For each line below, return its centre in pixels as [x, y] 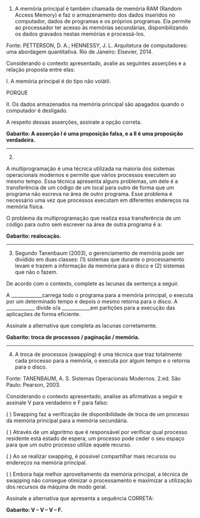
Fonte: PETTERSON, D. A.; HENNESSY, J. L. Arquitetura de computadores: [97, 45]
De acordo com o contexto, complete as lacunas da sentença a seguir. [93, 283]
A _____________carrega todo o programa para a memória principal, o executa [100, 295]
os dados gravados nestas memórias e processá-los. [80, 34]
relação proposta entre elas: [41, 70]
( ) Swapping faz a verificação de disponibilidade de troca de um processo [98, 414]
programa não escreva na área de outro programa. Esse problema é [89, 194]
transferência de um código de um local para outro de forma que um [90, 188]
